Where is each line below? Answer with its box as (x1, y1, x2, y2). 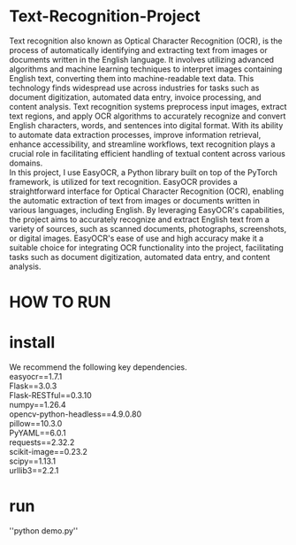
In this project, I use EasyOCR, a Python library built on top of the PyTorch (9, 166, 278, 178)
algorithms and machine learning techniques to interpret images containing (9, 64, 283, 74)
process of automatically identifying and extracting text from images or (9, 44, 268, 55)
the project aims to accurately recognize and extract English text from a (9, 214, 269, 225)
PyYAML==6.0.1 (9, 427, 66, 439)
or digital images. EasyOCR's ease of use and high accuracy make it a (9, 233, 264, 243)
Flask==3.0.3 (9, 380, 57, 391)
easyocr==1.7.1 (9, 372, 63, 382)
